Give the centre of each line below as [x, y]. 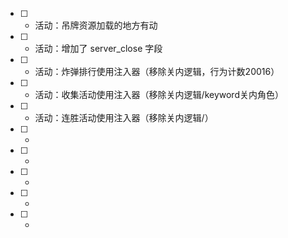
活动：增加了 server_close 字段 [98, 48]
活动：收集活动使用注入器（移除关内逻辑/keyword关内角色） [159, 94]
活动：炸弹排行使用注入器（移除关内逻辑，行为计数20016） [157, 71]
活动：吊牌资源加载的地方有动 [96, 25]
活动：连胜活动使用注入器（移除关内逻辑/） [124, 117]
